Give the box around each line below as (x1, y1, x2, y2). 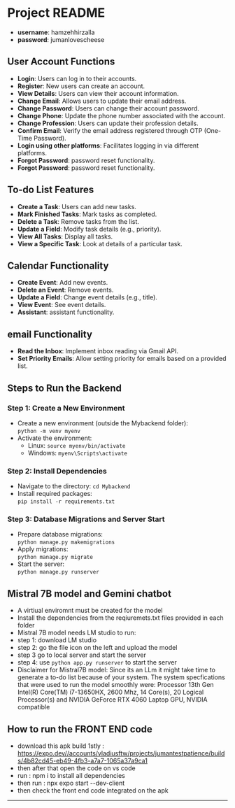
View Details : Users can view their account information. (17, 89, 179, 97)
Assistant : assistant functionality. (17, 308, 115, 316)
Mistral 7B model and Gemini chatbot (7, 588, 171, 600)
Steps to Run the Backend (7, 382, 122, 394)
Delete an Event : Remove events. (17, 285, 114, 295)
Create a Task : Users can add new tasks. (17, 202, 136, 211)
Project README (7, 5, 106, 21)
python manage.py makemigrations (17, 539, 115, 546)
